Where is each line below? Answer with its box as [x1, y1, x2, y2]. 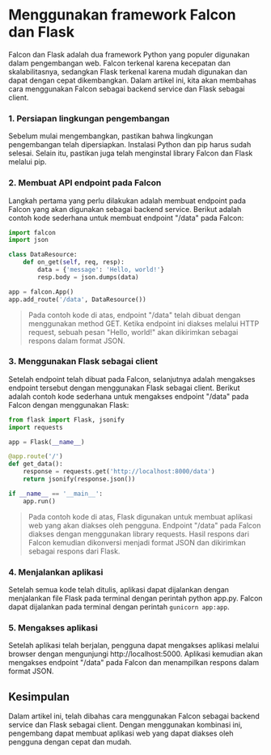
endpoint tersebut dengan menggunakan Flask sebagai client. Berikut [8, 383, 240, 392]
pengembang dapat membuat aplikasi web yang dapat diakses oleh [8, 728, 234, 738]
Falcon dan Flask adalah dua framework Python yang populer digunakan [8, 49, 250, 59]
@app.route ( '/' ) [8, 452, 63, 460]
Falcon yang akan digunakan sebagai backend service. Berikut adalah [8, 204, 242, 214]
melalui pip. [8, 157, 47, 167]
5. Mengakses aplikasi [8, 621, 99, 633]
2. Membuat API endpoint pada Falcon [8, 177, 162, 189]
